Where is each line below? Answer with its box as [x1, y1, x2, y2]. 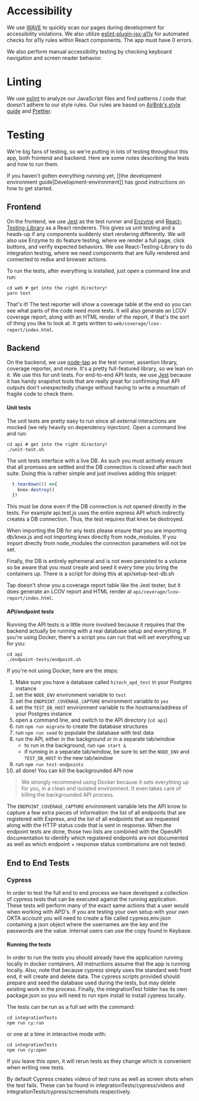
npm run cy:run [7, 1020, 44, 1026]
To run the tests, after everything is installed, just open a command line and [7, 267, 191, 274]
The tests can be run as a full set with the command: [7, 1004, 135, 1011]
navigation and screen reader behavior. [7, 54, 102, 61]
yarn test [7, 290, 31, 296]
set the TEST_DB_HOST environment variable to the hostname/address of [15, 704, 188, 711]
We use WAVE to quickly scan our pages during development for [7, 24, 165, 31]
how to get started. [7, 184, 53, 191]
